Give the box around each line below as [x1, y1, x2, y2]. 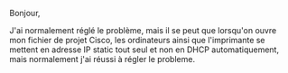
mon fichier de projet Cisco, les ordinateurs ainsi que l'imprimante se [9, 35, 265, 45]
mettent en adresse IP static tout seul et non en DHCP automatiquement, [9, 44, 280, 55]
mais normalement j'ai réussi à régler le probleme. [9, 54, 196, 64]
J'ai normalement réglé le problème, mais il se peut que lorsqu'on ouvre [9, 25, 277, 35]
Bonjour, [9, 8, 41, 18]
